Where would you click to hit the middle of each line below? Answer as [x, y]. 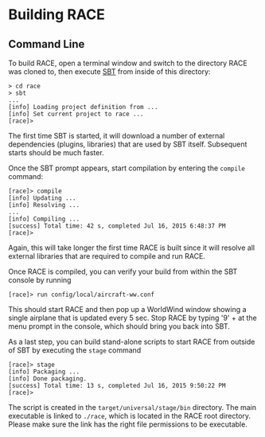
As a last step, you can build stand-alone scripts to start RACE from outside [132, 341]
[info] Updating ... [43, 198]
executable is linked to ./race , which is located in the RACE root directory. [130, 416]
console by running [40, 280]
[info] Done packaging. [48, 379]
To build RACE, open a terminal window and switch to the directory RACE [128, 63]
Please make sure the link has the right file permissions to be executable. [128, 424]
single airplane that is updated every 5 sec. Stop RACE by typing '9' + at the [132, 318]
